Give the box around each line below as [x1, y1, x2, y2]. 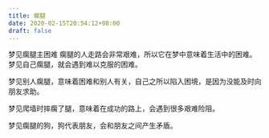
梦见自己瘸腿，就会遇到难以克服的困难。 [8, 59, 142, 69]
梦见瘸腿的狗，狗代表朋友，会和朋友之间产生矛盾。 [8, 121, 177, 131]
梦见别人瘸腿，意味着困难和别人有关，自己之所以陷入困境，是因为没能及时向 [8, 77, 262, 87]
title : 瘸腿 [8, 11, 46, 20]
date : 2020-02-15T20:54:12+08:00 [8, 19, 120, 27]
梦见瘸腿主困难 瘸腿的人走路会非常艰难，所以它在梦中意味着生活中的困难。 [8, 50, 257, 59]
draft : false [8, 26, 52, 34]
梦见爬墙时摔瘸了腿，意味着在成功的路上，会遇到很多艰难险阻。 [8, 103, 219, 113]
